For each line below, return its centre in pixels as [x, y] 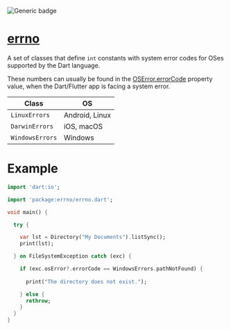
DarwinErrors [32, 126]
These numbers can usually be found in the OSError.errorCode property [110, 79]
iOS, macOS [83, 126]
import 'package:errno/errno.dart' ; [60, 199]
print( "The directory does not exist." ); [86, 281]
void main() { [28, 212]
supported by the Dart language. [54, 65]
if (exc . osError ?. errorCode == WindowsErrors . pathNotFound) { [111, 269]
